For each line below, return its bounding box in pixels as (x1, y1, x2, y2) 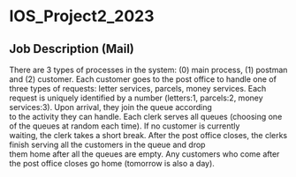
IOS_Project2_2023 (9, 6, 155, 26)
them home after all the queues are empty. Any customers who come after (9, 149, 280, 159)
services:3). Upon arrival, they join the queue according (9, 102, 212, 112)
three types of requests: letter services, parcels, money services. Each (9, 84, 267, 93)
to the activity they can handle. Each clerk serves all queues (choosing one (9, 112, 283, 122)
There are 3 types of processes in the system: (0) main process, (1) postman (9, 64, 288, 75)
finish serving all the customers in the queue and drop (9, 139, 206, 150)
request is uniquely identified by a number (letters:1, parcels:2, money (9, 92, 263, 103)
